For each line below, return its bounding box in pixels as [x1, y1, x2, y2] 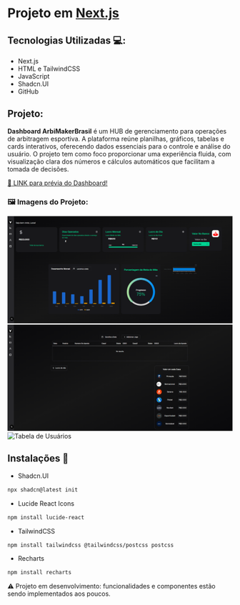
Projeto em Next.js [7, 5, 119, 21]
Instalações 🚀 [7, 452, 69, 465]
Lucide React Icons [17, 499, 75, 508]
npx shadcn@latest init [7, 486, 79, 494]
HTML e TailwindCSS [17, 64, 81, 73]
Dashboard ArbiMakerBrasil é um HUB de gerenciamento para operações [7, 126, 227, 135]
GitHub [17, 87, 39, 96]
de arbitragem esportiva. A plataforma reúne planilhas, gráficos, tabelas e [7, 134, 225, 143]
